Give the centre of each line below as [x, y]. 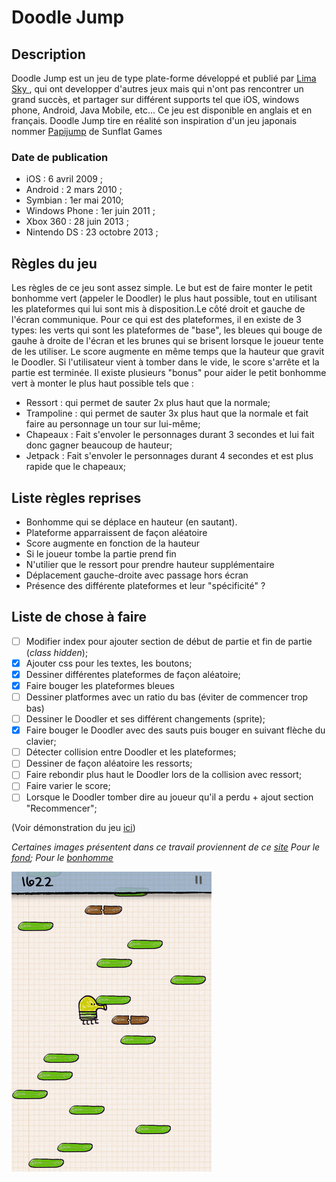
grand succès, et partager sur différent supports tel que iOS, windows [155, 99]
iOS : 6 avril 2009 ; [64, 179]
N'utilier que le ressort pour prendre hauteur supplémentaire [150, 564]
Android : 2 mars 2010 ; [74, 190]
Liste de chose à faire [79, 617]
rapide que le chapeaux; [76, 467]
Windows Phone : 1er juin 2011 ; [90, 211]
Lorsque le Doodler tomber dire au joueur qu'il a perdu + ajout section [169, 797]
